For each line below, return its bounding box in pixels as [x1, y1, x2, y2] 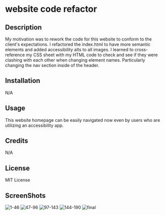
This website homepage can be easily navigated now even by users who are [5, 117, 160, 123]
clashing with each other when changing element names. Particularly [5, 57, 145, 63]
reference [5, 52, 25, 58]
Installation [5, 76, 40, 85]
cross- [134, 47, 148, 52]
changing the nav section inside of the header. [5, 63, 99, 68]
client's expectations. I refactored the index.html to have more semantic [5, 41, 151, 47]
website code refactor [5, 3, 98, 15]
